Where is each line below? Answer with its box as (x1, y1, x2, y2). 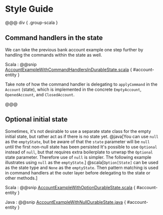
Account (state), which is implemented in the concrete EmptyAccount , (5, 86, 142, 92)
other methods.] (5, 175, 38, 181)
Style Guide (5, 3, 54, 15)
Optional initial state (5, 115, 68, 124)
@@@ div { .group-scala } (5, 20, 58, 25)
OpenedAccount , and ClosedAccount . (5, 91, 75, 97)
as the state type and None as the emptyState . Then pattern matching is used (5, 165, 159, 171)
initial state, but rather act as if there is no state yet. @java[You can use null (5, 133, 159, 139)
